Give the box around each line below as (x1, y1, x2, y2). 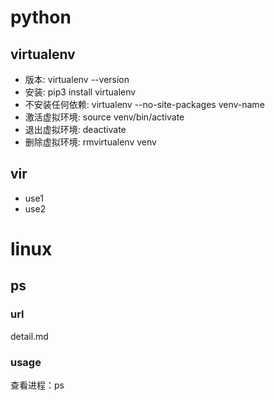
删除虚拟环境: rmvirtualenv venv (24, 136, 157, 148)
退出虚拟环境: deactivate (24, 124, 127, 135)
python (10, 6, 72, 29)
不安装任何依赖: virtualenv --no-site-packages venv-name (24, 99, 265, 110)
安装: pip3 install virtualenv (24, 86, 137, 98)
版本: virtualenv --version (24, 74, 130, 85)
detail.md (10, 330, 49, 342)
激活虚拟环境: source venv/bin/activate (24, 111, 185, 123)
